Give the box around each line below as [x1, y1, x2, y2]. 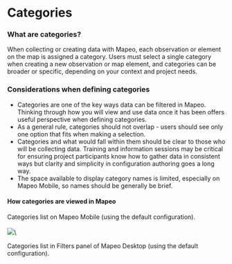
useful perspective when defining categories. [17, 115, 148, 123]
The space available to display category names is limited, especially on [17, 174, 220, 182]
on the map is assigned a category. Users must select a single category [7, 53, 212, 61]
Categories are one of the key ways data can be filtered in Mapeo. [17, 100, 206, 109]
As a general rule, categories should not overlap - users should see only [17, 123, 224, 131]
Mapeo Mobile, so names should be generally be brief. [17, 182, 173, 190]
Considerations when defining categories [7, 85, 150, 94]
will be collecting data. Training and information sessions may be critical [17, 144, 224, 153]
